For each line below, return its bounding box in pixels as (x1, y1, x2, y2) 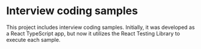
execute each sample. (6, 36, 61, 43)
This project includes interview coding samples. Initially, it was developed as (6, 24, 195, 31)
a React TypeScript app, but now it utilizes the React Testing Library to (6, 30, 180, 37)
